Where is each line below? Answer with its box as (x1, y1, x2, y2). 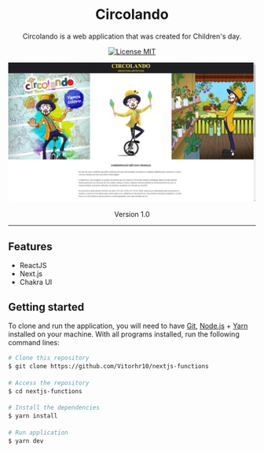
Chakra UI (19, 278, 53, 287)
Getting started (8, 300, 85, 314)
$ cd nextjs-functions (8, 387, 82, 395)
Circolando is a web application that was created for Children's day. (22, 31, 242, 41)
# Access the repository (8, 379, 90, 387)
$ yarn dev (8, 436, 44, 445)
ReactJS (19, 261, 47, 271)
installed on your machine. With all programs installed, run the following (8, 330, 240, 339)
